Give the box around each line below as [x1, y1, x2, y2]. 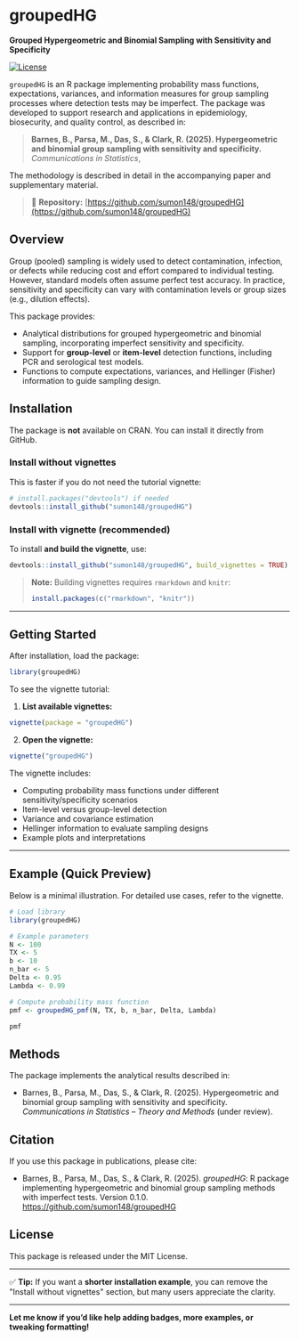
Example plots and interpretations [21, 833, 146, 843]
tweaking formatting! [9, 1321, 90, 1332]
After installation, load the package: [9, 651, 140, 662]
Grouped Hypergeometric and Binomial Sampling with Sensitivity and [9, 35, 271, 45]
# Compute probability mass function [9, 997, 149, 1006]
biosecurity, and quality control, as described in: [9, 117, 186, 127]
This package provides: [9, 311, 95, 321]
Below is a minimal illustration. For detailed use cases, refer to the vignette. [9, 890, 284, 900]
